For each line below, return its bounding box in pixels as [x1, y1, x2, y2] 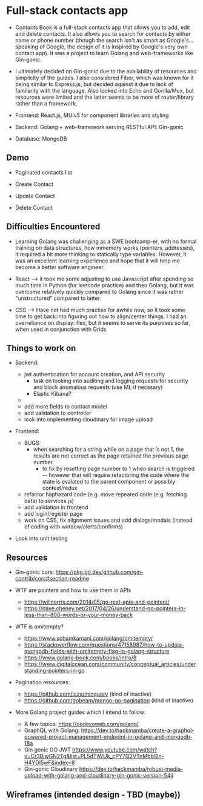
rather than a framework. [15, 99, 78, 107]
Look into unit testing [15, 535, 68, 542]
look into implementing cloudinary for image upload [24, 416, 153, 423]
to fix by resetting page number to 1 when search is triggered [42, 465, 195, 473]
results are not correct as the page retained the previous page [33, 452, 188, 459]
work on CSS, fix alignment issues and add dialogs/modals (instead [24, 516, 193, 524]
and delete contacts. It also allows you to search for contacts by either [15, 30, 191, 37]
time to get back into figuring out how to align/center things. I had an [15, 313, 187, 320]
